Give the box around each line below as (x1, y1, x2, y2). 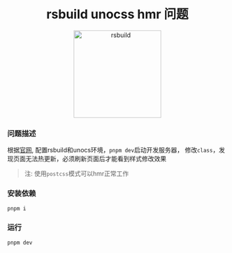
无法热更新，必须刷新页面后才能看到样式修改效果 (25, 154, 166, 163)
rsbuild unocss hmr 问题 (46, 6, 189, 22)
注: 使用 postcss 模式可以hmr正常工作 (24, 169, 129, 178)
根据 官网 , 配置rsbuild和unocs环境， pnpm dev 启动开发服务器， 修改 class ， (7, 146, 219, 154)
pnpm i (7, 205, 27, 212)
